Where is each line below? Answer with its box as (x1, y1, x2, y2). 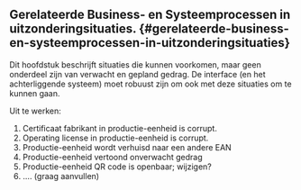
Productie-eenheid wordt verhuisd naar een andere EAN (22, 141, 232, 152)
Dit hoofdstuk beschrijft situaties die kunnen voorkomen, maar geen (9, 59, 261, 70)
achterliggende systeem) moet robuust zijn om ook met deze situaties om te (9, 78, 292, 89)
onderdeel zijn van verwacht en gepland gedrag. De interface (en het (9, 68, 266, 79)
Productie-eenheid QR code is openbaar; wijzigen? (22, 161, 212, 172)
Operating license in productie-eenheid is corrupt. (22, 132, 209, 143)
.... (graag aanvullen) (22, 170, 100, 181)
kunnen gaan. (9, 87, 60, 98)
